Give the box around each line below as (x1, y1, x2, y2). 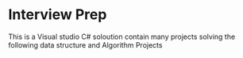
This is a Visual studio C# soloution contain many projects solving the (8, 32, 236, 41)
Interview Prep (8, 6, 107, 24)
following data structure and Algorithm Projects (8, 40, 163, 49)
